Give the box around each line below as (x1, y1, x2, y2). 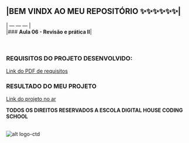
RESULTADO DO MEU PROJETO (6, 82, 97, 90)
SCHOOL (6, 113, 28, 120)
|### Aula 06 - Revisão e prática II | (6, 28, 92, 35)
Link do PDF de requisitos (6, 67, 68, 74)
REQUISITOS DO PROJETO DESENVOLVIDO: (6, 54, 133, 62)
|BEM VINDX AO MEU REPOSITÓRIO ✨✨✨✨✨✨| (6, 6, 181, 16)
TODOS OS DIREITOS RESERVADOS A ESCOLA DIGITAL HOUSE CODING (6, 107, 183, 114)
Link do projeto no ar (6, 96, 57, 103)
